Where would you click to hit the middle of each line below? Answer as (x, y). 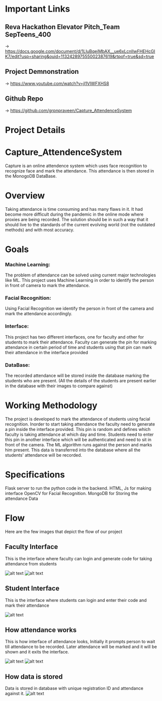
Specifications (35, 475)
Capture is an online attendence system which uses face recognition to (76, 166)
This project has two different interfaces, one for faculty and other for (74, 337)
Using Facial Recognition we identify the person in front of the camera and (79, 308)
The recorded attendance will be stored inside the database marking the (77, 376)
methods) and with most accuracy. (40, 230)
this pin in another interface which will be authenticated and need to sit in (78, 440)
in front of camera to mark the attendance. (48, 286)
